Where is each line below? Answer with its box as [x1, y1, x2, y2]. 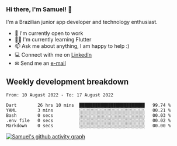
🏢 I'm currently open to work [14, 30, 84, 37]
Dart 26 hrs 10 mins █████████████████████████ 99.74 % [6, 102, 171, 109]
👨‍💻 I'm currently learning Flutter [14, 36, 92, 43]
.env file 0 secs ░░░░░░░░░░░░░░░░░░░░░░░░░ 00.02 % [6, 118, 171, 124]
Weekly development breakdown [6, 77, 129, 86]
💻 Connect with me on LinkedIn [14, 51, 92, 58]
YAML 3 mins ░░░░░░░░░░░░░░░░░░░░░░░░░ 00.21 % [6, 107, 171, 113]
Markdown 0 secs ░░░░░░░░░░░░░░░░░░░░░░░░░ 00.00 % [6, 123, 171, 129]
